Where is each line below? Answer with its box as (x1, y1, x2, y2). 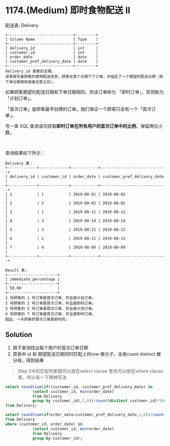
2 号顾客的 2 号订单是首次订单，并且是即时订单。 (5, 301, 96, 306)
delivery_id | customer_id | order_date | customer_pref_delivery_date (10, 174, 164, 179)
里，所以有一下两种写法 (17, 374, 67, 380)
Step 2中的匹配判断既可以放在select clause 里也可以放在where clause (17, 368, 163, 374)
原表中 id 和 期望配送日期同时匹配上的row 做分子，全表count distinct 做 (12, 351, 161, 357)
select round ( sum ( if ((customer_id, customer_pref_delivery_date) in (5, 384, 153, 389)
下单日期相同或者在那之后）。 (5, 79, 57, 84)
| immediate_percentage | (5, 276, 60, 282)
